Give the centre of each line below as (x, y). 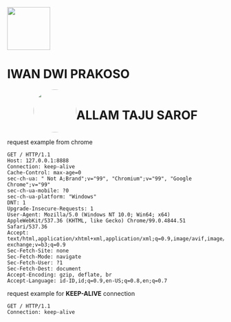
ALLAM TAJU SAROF (137, 115)
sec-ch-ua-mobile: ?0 (38, 191)
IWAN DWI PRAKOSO (68, 74)
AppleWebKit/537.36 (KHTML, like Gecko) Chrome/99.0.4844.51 (97, 220)
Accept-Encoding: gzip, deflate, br (59, 275)
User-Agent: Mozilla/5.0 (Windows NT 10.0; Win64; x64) (89, 215)
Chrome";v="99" (29, 185)
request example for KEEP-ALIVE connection (71, 293)
